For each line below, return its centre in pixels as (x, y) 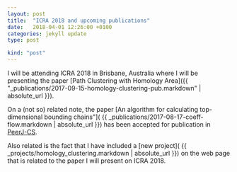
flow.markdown (30, 124)
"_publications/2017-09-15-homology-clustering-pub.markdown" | (104, 88)
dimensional (25, 117)
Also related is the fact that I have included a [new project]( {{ (97, 145)
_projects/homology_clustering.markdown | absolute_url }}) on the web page (119, 153)
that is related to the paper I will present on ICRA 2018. (87, 161)
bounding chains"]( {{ (76, 117)
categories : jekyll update (47, 34)
